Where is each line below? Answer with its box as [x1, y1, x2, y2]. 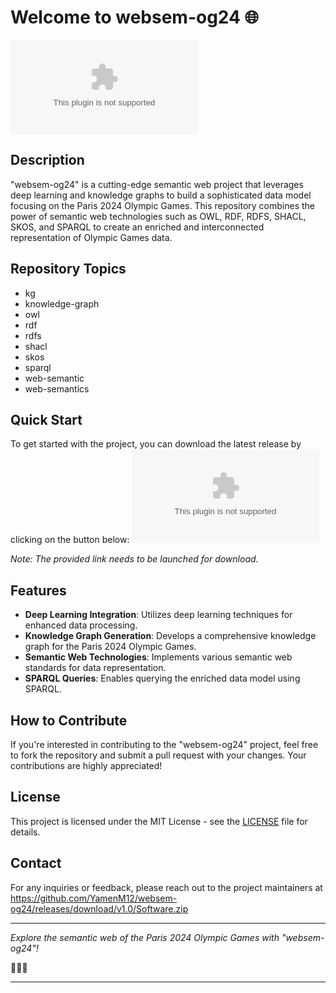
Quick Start [10, 411, 83, 428]
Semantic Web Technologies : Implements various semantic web [24, 651, 293, 663]
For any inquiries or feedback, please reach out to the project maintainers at [10, 881, 323, 893]
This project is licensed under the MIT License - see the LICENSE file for [10, 815, 308, 827]
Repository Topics [10, 261, 127, 278]
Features [10, 582, 67, 599]
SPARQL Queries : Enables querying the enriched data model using [24, 672, 301, 685]
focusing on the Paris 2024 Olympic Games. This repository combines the [10, 199, 315, 211]
